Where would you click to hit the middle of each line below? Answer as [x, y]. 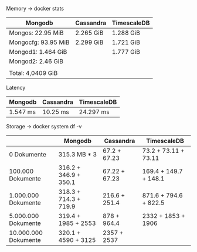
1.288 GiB [126, 33]
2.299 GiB [89, 42]
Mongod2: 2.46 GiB [36, 61]
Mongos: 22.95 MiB [36, 33]
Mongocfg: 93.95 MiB [39, 42]
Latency [16, 88]
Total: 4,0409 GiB [33, 73]
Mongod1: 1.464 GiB [38, 52]
